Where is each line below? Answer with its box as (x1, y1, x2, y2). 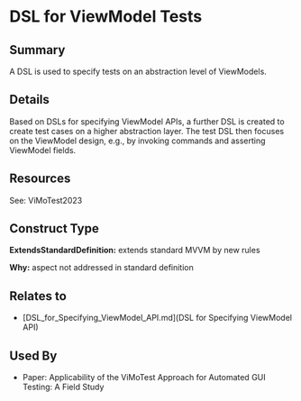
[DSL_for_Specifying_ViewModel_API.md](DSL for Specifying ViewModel (22, 313, 293, 324)
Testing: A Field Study (22, 381, 105, 393)
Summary (9, 42, 66, 58)
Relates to (9, 288, 68, 304)
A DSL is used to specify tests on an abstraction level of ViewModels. (9, 66, 268, 77)
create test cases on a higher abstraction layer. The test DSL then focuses (9, 125, 285, 136)
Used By (9, 348, 58, 363)
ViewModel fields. (9, 144, 77, 155)
